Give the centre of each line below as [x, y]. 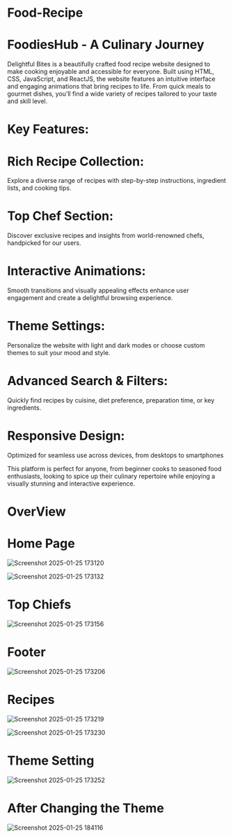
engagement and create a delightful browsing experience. [90, 298]
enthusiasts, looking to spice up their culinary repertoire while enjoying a [111, 476]
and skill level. [27, 101]
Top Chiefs [39, 605]
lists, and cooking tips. [39, 188]
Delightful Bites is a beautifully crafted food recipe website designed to [109, 64]
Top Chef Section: [60, 216]
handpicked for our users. [44, 243]
